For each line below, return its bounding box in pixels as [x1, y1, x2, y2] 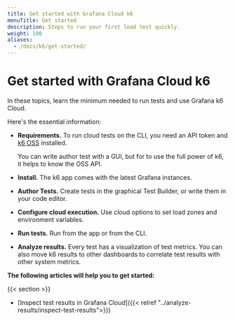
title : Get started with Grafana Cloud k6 [7, 10, 133, 18]
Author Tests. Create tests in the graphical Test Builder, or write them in [17, 187, 227, 195]
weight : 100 [7, 30, 42, 37]
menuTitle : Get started [7, 17, 77, 24]
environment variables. [17, 215, 84, 223]
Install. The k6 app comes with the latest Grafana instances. [17, 173, 192, 181]
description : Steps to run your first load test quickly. [7, 23, 180, 30]
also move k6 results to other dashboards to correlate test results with [17, 250, 220, 258]
